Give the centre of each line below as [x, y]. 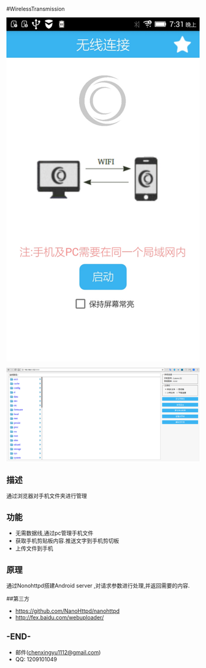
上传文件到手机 [34, 548]
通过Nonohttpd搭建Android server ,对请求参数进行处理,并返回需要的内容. [98, 586]
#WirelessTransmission [36, 9]
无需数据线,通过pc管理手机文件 [54, 533]
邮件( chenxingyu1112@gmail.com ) [58, 652]
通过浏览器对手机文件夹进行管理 [47, 496]
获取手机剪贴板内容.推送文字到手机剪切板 [67, 541]
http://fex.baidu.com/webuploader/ [59, 618]
